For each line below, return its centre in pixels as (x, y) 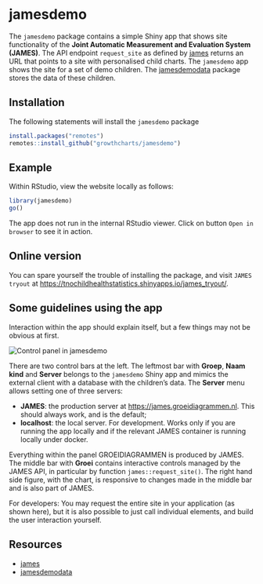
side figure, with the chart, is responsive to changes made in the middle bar (131, 480)
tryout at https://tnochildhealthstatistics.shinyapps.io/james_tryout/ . (119, 283)
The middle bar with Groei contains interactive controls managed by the (125, 463)
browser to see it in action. (51, 232)
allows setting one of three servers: (66, 391)
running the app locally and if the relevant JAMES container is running (133, 431)
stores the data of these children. (62, 78)
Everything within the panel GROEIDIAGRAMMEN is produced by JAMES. (126, 454)
